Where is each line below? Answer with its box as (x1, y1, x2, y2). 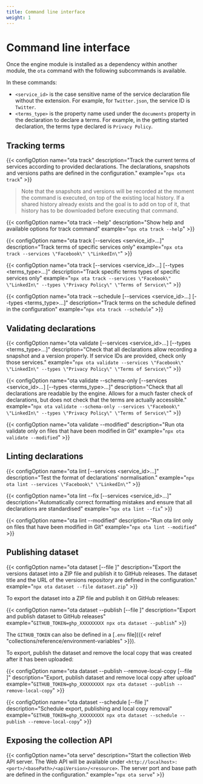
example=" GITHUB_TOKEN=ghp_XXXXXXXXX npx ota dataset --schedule (6, 711, 178, 718)
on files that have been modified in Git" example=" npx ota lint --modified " (6, 523, 198, 530)
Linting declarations (6, 451, 84, 462)
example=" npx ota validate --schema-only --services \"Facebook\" (6, 403, 181, 410)
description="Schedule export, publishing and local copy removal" (6, 705, 173, 712)
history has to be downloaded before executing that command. (21, 207, 179, 214)
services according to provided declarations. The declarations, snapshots (6, 163, 190, 171)
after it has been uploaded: (6, 655, 74, 663)
